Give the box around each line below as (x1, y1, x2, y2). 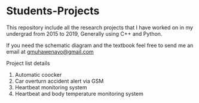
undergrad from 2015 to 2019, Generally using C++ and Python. (6, 30, 163, 37)
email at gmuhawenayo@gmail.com (6, 48, 94, 55)
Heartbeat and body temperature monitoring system (14, 90, 143, 97)
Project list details (6, 60, 50, 67)
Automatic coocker (14, 71, 62, 78)
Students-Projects (6, 4, 100, 18)
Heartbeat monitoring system (14, 83, 87, 90)
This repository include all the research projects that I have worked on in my (6, 24, 193, 31)
